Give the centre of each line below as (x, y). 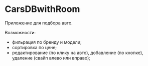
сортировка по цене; (34, 47)
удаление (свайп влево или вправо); (51, 58)
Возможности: (20, 32)
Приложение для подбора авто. (39, 23)
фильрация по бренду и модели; (47, 42)
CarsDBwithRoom (42, 9)
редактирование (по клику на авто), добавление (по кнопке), (78, 53)
